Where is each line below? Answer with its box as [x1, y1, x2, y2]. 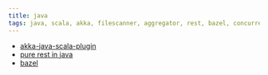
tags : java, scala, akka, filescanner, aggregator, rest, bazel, [8, 19, 230, 27]
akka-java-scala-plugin [19, 41, 97, 50]
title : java [8, 11, 48, 20]
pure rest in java [19, 49, 73, 59]
